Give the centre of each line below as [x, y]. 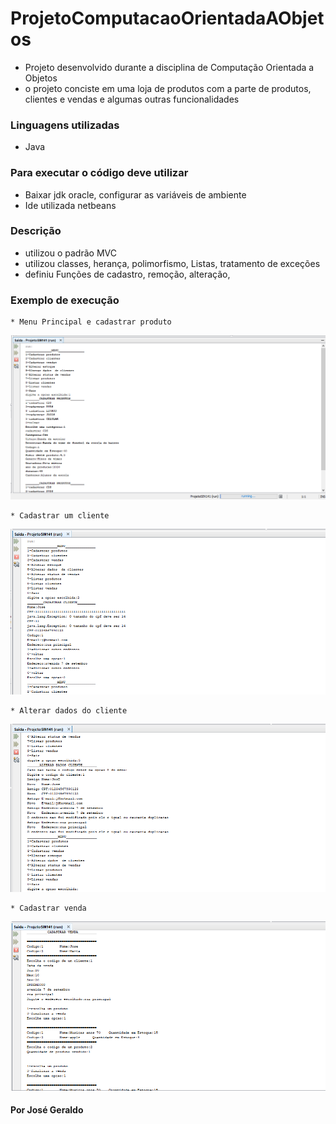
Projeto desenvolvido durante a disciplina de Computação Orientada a [169, 67]
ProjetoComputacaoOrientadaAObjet [167, 18]
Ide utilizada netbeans [70, 205]
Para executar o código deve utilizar [99, 173]
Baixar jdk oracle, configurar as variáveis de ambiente [135, 194]
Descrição [36, 231]
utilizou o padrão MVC [70, 253]
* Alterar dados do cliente [69, 710]
